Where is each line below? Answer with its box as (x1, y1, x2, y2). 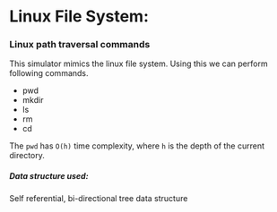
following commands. (9, 68, 89, 79)
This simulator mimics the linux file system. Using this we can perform (9, 58, 268, 69)
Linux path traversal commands (9, 38, 151, 51)
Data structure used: (9, 171, 89, 182)
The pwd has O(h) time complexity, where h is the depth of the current (9, 140, 265, 151)
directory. (9, 150, 45, 161)
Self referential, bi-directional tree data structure (9, 193, 188, 204)
